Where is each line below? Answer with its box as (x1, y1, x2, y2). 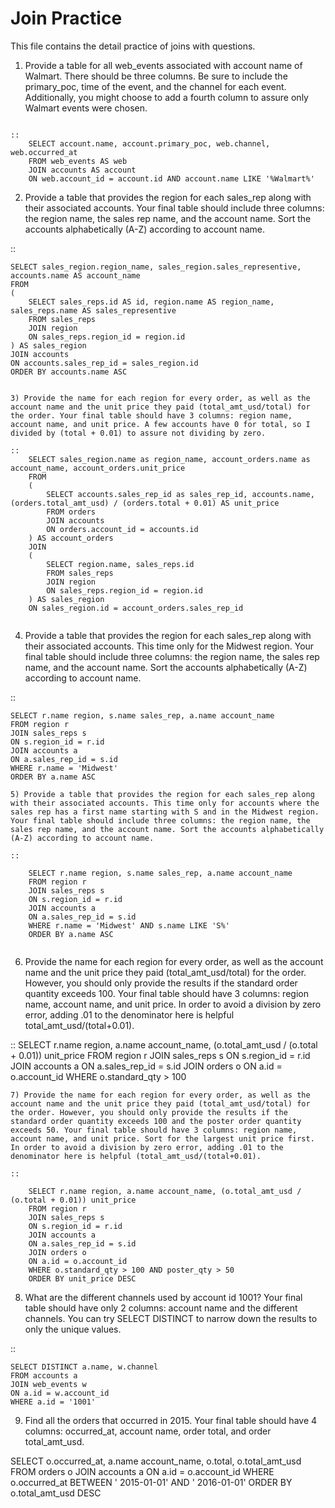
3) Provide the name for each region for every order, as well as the (10, 393, 311, 403)
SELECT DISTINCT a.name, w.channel (10, 1362, 159, 1372)
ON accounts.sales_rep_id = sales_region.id (10, 358, 199, 368)
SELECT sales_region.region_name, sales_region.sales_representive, (10, 262, 302, 272)
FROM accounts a (10, 1370, 78, 1381)
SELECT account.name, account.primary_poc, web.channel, (28, 138, 271, 149)
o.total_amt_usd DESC (10, 1487, 102, 1499)
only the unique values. (24, 1323, 122, 1335)
